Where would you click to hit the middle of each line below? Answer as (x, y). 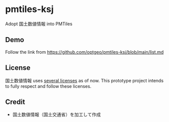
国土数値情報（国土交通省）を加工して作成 (57, 114)
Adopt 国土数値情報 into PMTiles (39, 24)
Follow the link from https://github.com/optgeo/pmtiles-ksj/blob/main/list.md (84, 52)
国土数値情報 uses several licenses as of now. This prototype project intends (84, 80)
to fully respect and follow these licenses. (48, 86)
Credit (15, 102)
